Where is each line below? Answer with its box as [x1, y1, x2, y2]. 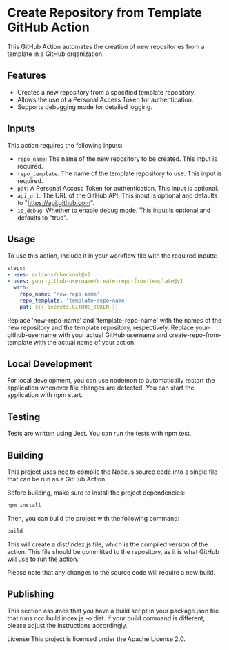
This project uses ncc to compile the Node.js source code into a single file [7, 468, 218, 476]
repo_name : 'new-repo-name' [19, 290, 100, 298]
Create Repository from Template [7, 5, 202, 21]
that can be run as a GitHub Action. [7, 475, 107, 483]
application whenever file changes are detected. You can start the [7, 383, 195, 392]
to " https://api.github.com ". [17, 198, 95, 207]
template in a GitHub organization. [7, 50, 105, 58]
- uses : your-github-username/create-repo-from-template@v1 [7, 278, 184, 285]
